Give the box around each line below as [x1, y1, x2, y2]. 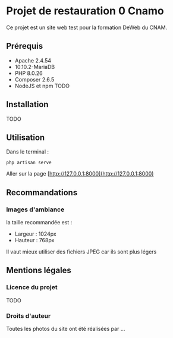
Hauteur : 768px [14, 237, 55, 244]
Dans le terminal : [6, 148, 49, 155]
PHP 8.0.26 [14, 70, 43, 77]
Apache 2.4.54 [14, 57, 52, 64]
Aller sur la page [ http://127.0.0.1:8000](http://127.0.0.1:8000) [6, 170, 154, 177]
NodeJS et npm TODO [14, 82, 70, 89]
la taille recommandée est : [6, 219, 73, 226]
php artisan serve [6, 159, 52, 166]
